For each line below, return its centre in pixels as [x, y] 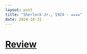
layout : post [19, 10]
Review [21, 44]
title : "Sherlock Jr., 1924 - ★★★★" [44, 15]
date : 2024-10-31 [24, 19]
